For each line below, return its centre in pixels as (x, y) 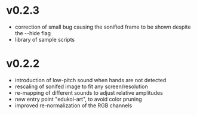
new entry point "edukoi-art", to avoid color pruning (78, 99)
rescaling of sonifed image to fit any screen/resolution (81, 86)
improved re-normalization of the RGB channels (73, 105)
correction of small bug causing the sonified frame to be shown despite (103, 27)
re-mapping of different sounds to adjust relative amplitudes (89, 92)
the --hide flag (33, 33)
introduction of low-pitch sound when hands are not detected (90, 80)
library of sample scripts (45, 39)
